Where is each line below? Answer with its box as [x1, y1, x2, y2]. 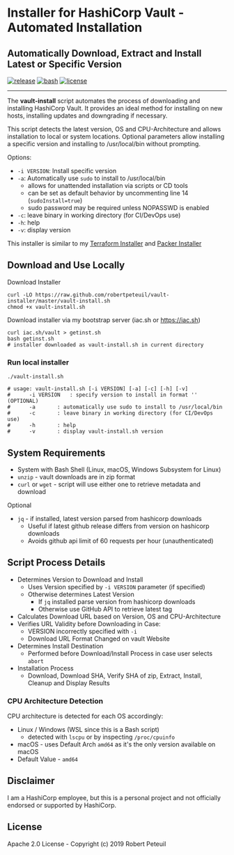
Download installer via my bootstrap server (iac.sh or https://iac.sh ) [7, 315, 201, 324]
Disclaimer [7, 775, 55, 787]
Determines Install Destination [17, 641, 104, 650]
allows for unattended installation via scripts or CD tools [27, 182, 188, 189]
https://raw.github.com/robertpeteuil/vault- [35, 291, 170, 298]
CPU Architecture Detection [7, 696, 103, 705]
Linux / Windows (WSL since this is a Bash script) [17, 726, 160, 734]
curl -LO [7, 291, 33, 298]
